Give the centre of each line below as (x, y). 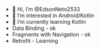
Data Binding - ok (34, 28)
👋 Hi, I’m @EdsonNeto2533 (46, 9)
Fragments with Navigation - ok (51, 35)
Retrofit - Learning (35, 41)
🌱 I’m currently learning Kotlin (49, 22)
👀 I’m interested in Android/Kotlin (53, 15)
